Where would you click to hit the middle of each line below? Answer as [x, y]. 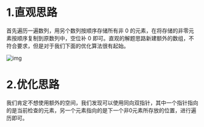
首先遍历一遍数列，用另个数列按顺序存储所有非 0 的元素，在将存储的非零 [97, 31]
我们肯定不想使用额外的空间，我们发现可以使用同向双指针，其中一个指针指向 [102, 103]
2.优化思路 [33, 85]
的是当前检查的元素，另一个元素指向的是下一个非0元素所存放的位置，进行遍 [101, 110]
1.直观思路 [32, 13]
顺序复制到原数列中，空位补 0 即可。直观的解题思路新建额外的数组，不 [105, 38]
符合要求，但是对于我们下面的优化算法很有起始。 [68, 46]
